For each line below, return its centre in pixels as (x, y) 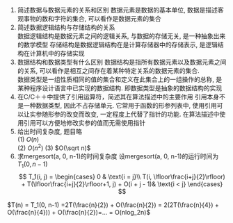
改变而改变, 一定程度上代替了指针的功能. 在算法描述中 (143, 114)
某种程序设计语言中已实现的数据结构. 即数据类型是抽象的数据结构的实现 (120, 88)
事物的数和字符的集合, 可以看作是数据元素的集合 (92, 19)
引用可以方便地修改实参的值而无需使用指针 (85, 123)
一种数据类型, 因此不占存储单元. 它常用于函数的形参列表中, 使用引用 (120, 106)
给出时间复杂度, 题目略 (49, 132)
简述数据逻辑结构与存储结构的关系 (66, 27)
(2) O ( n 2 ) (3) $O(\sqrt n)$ (54, 147)
